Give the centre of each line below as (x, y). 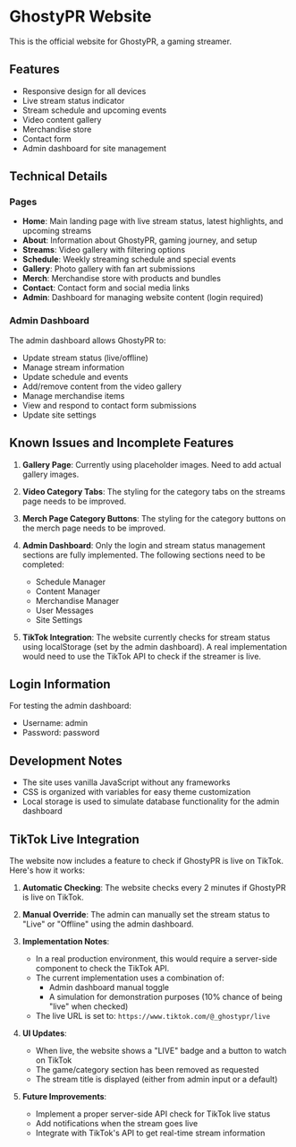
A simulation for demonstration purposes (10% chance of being (166, 996)
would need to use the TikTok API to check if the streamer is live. (142, 656)
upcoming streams (57, 231)
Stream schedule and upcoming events (94, 110)
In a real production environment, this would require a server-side (156, 958)
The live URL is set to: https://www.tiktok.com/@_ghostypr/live (153, 1015)
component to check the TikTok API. (102, 968)
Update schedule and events (75, 376)
